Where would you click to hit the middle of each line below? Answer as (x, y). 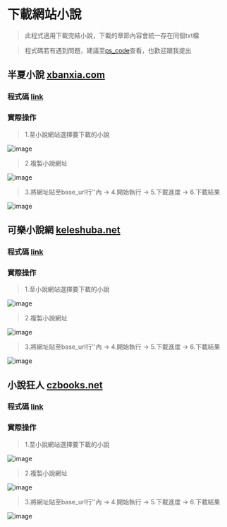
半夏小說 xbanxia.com (56, 75)
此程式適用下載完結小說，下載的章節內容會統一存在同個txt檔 (112, 35)
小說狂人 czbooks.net (55, 385)
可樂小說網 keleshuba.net (64, 230)
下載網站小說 (45, 15)
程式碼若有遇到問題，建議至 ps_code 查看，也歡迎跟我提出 (108, 50)
